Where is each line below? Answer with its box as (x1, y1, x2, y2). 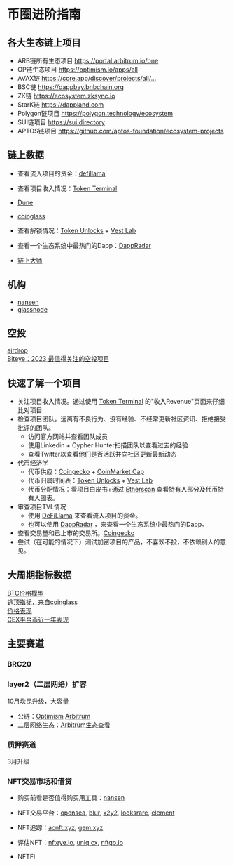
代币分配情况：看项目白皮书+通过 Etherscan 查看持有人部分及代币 (27, 485, 218, 494)
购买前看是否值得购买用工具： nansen (17, 794, 125, 802)
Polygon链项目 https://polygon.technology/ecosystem (17, 110, 174, 117)
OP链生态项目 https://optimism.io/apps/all (17, 65, 139, 74)
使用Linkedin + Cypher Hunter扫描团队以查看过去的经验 (27, 441, 189, 450)
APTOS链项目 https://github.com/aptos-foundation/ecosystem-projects (17, 127, 224, 135)
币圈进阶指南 (7, 6, 82, 22)
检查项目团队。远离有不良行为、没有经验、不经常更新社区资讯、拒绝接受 (17, 415, 226, 424)
